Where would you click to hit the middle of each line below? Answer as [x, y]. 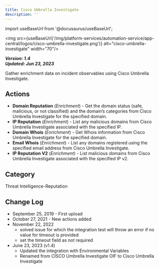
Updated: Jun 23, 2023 [30, 64]
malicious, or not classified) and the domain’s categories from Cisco [82, 111]
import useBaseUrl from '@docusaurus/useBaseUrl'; [59, 28]
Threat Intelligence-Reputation [37, 186]
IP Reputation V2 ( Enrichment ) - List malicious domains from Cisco [81, 153]
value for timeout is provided [49, 235]
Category [20, 174]
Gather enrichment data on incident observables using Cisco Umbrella [77, 73]
